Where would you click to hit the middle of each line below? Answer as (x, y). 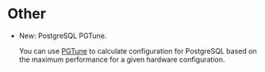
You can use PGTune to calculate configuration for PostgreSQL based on (138, 51)
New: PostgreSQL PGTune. (63, 36)
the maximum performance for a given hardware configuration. (122, 59)
